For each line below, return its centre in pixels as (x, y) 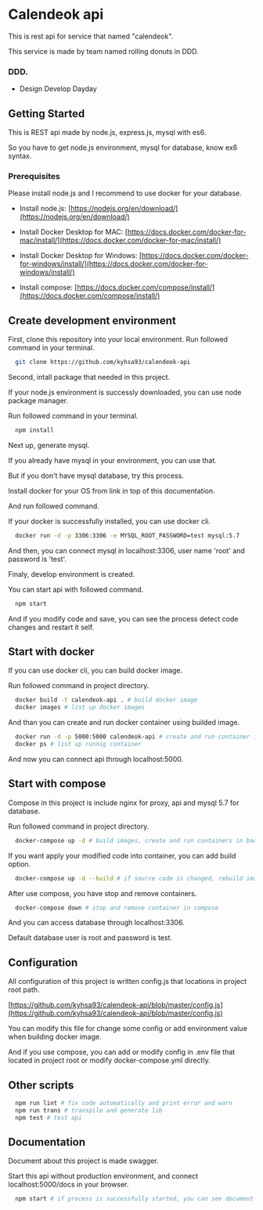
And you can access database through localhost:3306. (97, 923)
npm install (35, 430)
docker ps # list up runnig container (79, 744)
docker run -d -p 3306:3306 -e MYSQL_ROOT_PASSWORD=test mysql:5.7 (128, 535)
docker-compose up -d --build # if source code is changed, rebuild (129, 878)
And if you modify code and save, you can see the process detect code (123, 618)
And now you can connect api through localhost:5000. (96, 759)
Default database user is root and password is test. (90, 938)
